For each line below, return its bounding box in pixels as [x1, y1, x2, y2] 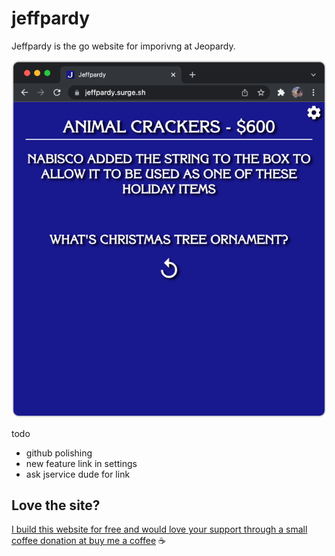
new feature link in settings [25, 457, 138, 469]
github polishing [25, 447, 93, 459]
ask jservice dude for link [25, 468, 131, 480]
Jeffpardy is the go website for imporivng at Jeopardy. [11, 40, 236, 52]
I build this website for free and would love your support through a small [11, 523, 308, 536]
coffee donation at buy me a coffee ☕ [11, 535, 166, 547]
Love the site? [11, 497, 101, 514]
